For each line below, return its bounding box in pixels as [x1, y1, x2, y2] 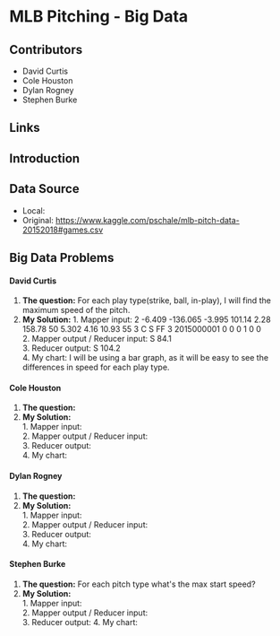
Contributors [9, 42, 83, 57]
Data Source [9, 181, 80, 196]
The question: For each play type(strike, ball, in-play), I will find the [21, 295, 271, 306]
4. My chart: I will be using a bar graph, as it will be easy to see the [21, 353, 269, 363]
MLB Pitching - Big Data [9, 6, 189, 27]
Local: [21, 205, 46, 216]
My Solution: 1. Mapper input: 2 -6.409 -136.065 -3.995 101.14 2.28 [21, 314, 271, 325]
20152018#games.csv [21, 224, 104, 235]
